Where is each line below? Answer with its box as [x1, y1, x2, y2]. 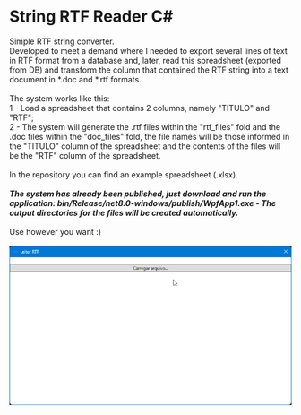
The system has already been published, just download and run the [9, 188, 267, 199]
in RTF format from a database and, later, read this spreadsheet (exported [9, 55, 282, 65]
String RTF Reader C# [9, 6, 174, 27]
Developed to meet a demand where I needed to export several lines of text [9, 45, 288, 56]
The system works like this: [9, 92, 110, 104]
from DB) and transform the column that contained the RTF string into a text [9, 65, 289, 75]
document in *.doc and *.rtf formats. [9, 73, 142, 84]
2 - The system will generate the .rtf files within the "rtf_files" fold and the [9, 121, 281, 132]
